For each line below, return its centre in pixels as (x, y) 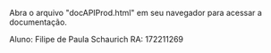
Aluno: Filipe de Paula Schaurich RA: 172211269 (97, 39)
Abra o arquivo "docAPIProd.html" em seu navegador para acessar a (135, 13)
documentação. (38, 22)
